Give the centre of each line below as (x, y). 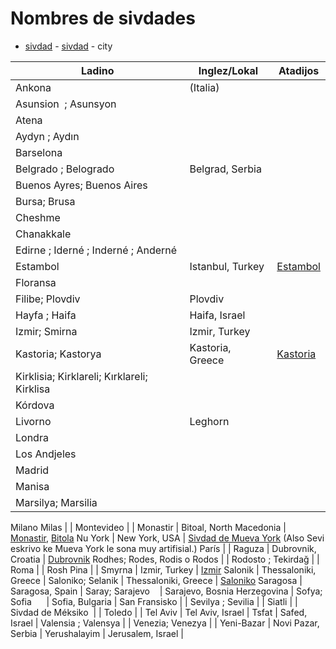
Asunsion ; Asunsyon (66, 104)
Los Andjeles (46, 454)
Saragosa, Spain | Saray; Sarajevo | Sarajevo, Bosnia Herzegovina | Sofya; (166, 591)
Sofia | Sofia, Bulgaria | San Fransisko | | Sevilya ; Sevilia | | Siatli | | (154, 601)
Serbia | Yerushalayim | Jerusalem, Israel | (97, 633)
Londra (32, 437)
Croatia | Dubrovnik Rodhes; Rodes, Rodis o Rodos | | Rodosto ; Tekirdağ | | (165, 559)
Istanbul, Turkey (227, 266)
